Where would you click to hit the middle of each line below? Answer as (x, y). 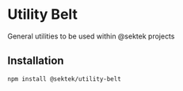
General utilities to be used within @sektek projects (91, 36)
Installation (36, 61)
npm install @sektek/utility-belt (65, 79)
